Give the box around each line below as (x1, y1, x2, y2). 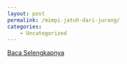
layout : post (7, 10, 45, 17)
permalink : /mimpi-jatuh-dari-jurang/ (7, 17, 120, 24)
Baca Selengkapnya (7, 49, 65, 57)
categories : (7, 23, 42, 30)
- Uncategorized (20, 29, 68, 37)
